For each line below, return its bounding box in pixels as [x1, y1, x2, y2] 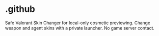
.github [5, 3, 35, 15]
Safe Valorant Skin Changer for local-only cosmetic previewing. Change [5, 20, 151, 26]
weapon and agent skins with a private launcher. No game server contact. [5, 25, 155, 31]
